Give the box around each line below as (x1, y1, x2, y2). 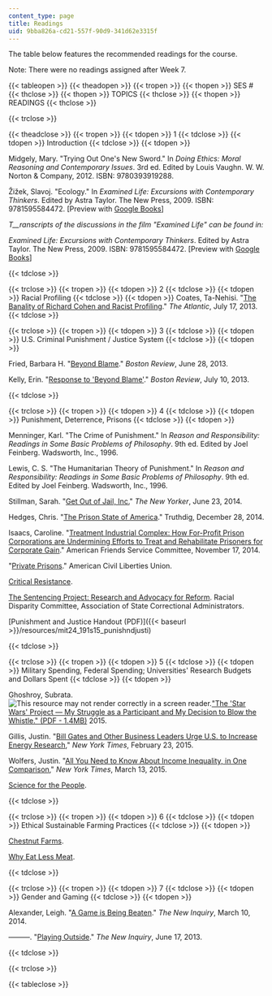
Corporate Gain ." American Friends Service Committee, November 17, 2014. (8, 545, 261, 555)
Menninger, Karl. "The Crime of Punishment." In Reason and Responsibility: (8, 431, 260, 440)
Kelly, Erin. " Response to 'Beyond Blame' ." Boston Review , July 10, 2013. (8, 375, 250, 384)
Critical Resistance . (8, 577, 73, 587)
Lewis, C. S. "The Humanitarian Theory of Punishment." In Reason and (8, 464, 244, 474)
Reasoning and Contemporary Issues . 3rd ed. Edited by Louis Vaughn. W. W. (8, 162, 265, 172)
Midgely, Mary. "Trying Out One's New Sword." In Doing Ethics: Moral (8, 154, 241, 163)
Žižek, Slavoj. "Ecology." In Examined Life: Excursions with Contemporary (8, 187, 254, 197)
